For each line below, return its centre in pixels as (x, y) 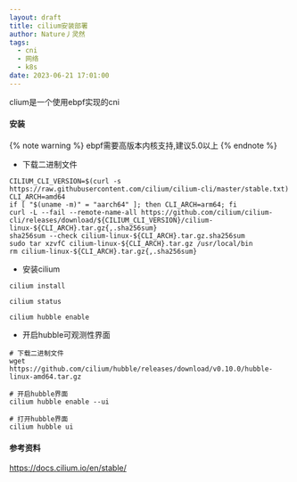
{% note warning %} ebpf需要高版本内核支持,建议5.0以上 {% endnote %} (144, 145)
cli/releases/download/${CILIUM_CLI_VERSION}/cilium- (111, 220)
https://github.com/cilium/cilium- (207, 212)
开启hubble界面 (43, 394)
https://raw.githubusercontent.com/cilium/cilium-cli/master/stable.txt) (149, 189)
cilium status (36, 301)
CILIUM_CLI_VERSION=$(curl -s (66, 181)
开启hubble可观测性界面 (66, 334)
